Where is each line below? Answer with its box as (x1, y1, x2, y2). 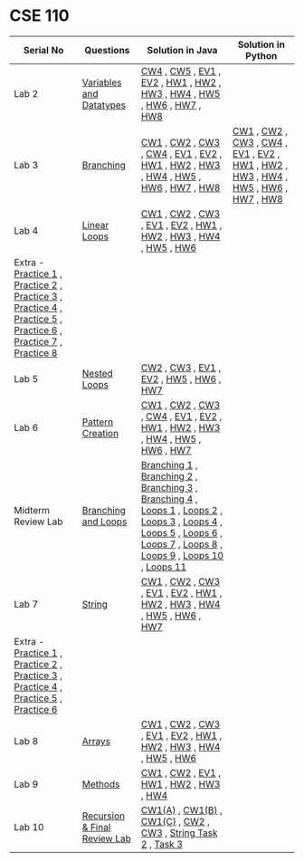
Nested (81, 367, 113, 379)
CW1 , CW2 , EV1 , (140, 766, 222, 779)
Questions (84, 43, 130, 56)
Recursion (81, 809, 125, 822)
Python (245, 49, 278, 62)
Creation (81, 426, 119, 439)
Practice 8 (14, 346, 58, 359)
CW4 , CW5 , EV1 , (140, 64, 222, 77)
